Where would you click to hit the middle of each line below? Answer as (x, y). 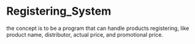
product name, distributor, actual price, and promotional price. (85, 34)
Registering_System (59, 11)
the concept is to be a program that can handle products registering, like (98, 28)
